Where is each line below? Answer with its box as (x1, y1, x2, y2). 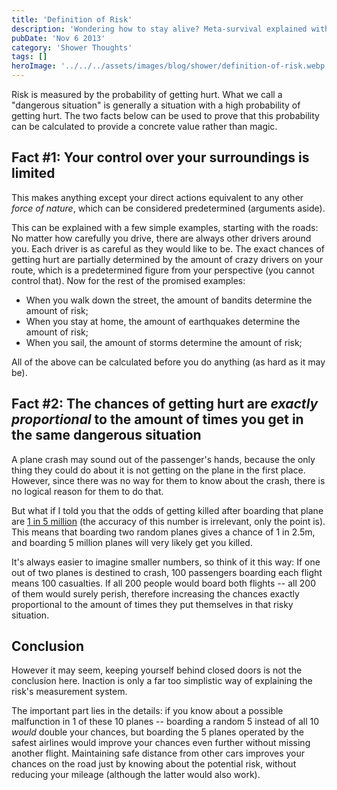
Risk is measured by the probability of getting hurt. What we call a (11, 89, 283, 100)
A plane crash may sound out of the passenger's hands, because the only (11, 453, 316, 465)
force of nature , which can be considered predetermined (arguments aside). (11, 202, 326, 214)
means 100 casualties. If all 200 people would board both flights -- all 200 (11, 577, 316, 589)
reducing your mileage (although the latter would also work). (11, 769, 261, 781)
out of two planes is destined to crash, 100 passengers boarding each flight (11, 566, 323, 578)
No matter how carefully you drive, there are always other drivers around (11, 232, 312, 244)
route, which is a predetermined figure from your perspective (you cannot (11, 264, 315, 276)
